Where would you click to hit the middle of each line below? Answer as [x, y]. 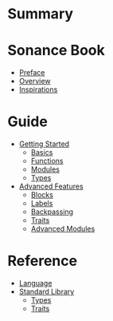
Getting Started [44, 144]
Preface [32, 73]
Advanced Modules [63, 229]
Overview [35, 81]
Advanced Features [51, 186]
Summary [40, 14]
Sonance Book [56, 51]
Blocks [42, 195]
